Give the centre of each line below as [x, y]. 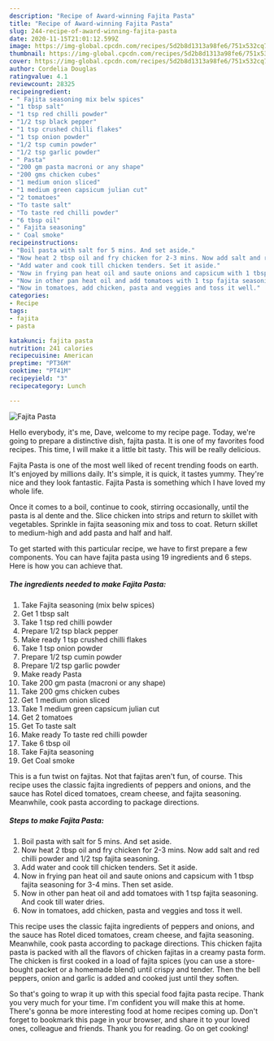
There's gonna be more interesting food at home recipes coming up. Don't [134, 1011]
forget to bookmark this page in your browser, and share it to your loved [130, 1019]
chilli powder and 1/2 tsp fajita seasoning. [90, 858]
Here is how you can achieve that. [66, 565]
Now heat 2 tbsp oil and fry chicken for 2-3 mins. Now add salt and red [140, 850]
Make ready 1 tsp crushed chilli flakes [84, 639]
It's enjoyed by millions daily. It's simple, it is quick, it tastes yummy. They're [137, 473]
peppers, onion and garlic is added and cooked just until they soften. [124, 978]
